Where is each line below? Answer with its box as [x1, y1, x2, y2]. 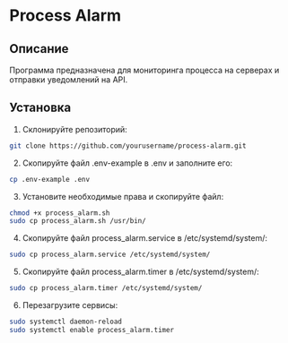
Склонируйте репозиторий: [22, 124, 127, 134]
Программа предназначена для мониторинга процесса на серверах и [9, 64, 280, 75]
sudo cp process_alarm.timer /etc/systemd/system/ [9, 284, 203, 293]
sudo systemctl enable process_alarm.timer [9, 325, 175, 334]
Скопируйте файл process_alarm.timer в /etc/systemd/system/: [22, 266, 260, 278]
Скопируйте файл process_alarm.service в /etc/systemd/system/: [22, 233, 267, 244]
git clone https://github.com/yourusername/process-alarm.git [9, 141, 247, 150]
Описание [9, 41, 69, 56]
